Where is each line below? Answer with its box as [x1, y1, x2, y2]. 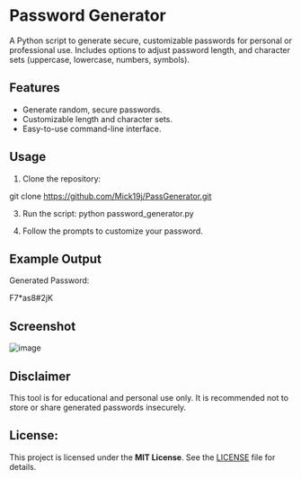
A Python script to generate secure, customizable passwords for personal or [9, 35, 292, 46]
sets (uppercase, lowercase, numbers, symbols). [9, 54, 190, 65]
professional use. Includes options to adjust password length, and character [9, 44, 290, 55]
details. [9, 461, 37, 472]
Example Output [9, 251, 102, 266]
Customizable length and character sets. [22, 113, 173, 124]
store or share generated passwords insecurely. [9, 402, 187, 412]
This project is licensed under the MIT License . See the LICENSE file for [9, 451, 276, 463]
